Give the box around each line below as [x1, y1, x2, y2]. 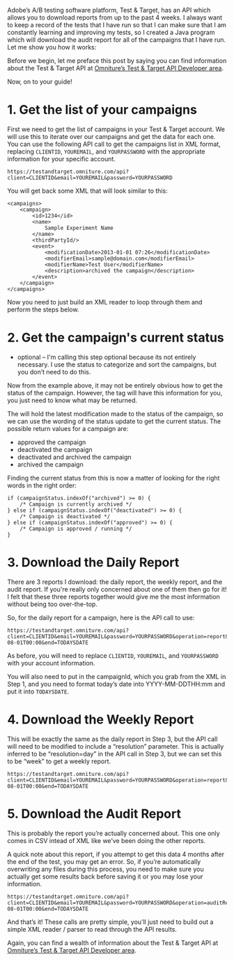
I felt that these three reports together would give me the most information [7, 592, 221, 601]
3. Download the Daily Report [7, 555, 180, 571]
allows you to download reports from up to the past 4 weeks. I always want [7, 13, 223, 22]
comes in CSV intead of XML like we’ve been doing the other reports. [7, 836, 206, 844]
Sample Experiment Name [44, 224, 114, 231]
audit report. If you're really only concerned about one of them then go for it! [7, 585, 227, 593]
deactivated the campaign [17, 445, 93, 453]
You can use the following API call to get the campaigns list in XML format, [7, 140, 221, 148]
